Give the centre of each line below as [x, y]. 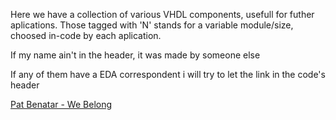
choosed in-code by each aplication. [86, 35]
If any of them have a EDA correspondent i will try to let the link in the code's [168, 74]
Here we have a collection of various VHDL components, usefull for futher [162, 14]
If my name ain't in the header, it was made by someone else [135, 55]
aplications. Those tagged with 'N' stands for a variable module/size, [152, 25]
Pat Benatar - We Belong [61, 104]
